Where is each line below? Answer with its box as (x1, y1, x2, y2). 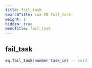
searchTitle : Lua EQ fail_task (5, 12, 71, 17)
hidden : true (5, 21, 33, 27)
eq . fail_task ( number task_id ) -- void (5, 58, 87, 63)
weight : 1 (5, 17, 26, 22)
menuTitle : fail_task (5, 26, 51, 31)
